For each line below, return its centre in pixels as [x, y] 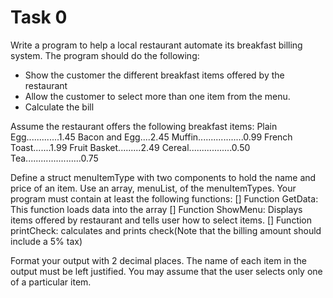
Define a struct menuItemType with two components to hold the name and [163, 177]
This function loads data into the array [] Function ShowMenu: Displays [156, 209]
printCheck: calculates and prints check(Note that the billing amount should [166, 230]
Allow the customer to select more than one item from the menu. [157, 96]
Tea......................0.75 [54, 158]
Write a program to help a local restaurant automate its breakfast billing [156, 45]
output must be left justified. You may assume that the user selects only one [166, 271]
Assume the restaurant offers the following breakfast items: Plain [144, 126]
